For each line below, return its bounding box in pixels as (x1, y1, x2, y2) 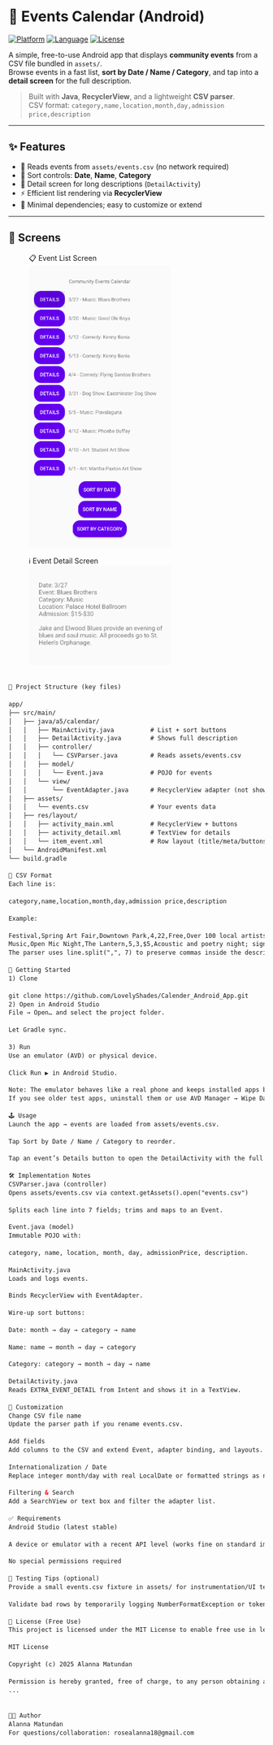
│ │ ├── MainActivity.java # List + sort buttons (8, 726, 227, 734)
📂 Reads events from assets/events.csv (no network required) (19, 162, 229, 171)
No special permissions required (8, 1557, 122, 1565)
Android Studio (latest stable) (8, 1523, 118, 1531)
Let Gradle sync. (8, 1026, 67, 1035)
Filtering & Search (8, 1489, 75, 1497)
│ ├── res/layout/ (8, 812, 79, 820)
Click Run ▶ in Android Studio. (8, 1069, 118, 1077)
